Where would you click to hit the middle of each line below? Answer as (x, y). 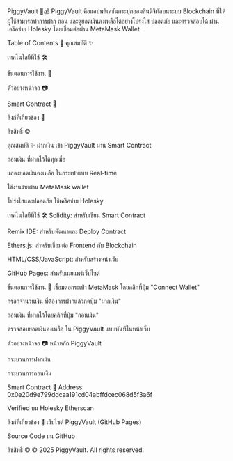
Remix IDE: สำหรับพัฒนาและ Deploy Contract (67, 231)
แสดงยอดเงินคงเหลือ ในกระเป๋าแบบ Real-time (62, 173)
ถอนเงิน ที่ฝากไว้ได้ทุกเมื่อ (37, 159)
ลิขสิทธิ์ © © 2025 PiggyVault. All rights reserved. (76, 450)
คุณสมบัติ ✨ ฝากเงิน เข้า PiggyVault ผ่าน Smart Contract (79, 145)
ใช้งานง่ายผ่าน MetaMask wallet (48, 187)
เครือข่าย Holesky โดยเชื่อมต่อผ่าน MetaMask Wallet (74, 29)
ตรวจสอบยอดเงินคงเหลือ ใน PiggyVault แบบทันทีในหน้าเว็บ (79, 329)
